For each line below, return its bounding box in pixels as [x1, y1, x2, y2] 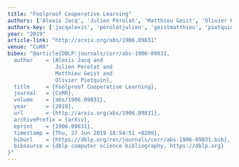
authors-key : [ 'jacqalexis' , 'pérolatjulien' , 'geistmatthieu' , [7, 23, 202, 31]
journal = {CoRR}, [14, 90, 75, 97]
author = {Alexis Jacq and [14, 57, 103, 64]
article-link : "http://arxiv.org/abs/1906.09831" [7, 37, 158, 44]
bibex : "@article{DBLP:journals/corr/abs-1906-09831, [7, 50, 171, 58]
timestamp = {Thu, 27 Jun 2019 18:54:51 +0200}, [14, 129, 161, 136]
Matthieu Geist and [55, 70, 113, 77]
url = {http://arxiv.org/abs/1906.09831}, [14, 109, 161, 117]
